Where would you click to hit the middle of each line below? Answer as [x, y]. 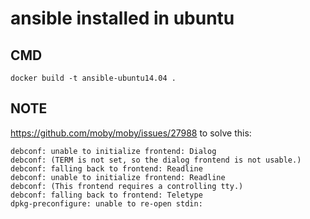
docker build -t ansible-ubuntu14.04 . [93, 78]
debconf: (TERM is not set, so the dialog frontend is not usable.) [156, 160]
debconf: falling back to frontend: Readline [106, 168]
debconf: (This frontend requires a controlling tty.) [127, 186]
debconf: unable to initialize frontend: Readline [118, 177]
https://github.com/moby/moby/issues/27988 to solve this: [131, 133]
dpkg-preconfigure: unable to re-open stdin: [106, 203]
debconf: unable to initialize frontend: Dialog [113, 151]
